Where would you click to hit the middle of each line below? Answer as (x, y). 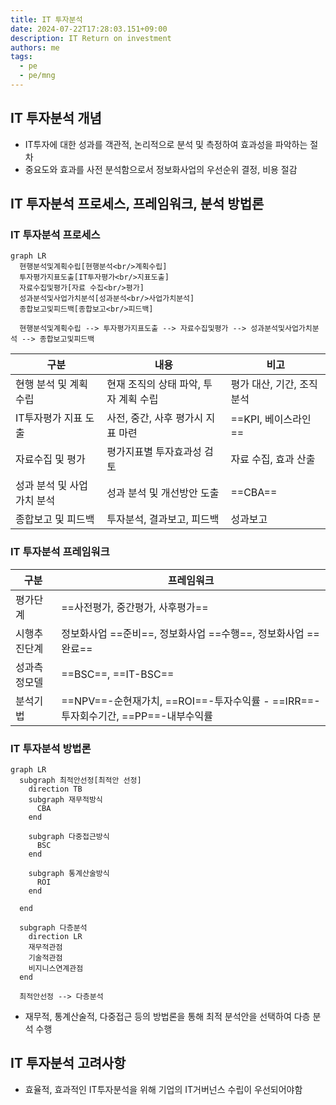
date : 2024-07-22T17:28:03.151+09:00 (89, 29)
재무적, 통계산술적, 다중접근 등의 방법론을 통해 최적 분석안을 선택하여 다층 (167, 1016)
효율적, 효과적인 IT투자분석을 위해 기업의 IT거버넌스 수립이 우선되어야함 (163, 1089)
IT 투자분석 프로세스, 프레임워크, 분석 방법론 (137, 204)
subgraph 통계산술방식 (69, 873)
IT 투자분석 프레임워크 (60, 552)
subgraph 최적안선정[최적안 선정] (80, 780)
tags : (21, 57)
